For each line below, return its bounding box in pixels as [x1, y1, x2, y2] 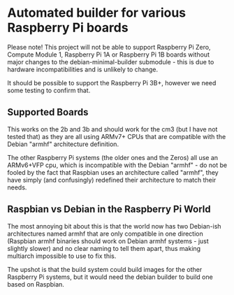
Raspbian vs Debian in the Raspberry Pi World [7, 203, 211, 215]
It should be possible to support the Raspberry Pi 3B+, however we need [7, 78, 217, 87]
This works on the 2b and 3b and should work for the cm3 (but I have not [7, 124, 218, 134]
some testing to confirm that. [7, 86, 91, 94]
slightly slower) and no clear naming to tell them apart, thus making [7, 244, 201, 252]
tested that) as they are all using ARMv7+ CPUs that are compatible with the [7, 132, 226, 141]
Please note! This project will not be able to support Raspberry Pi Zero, [7, 43, 211, 51]
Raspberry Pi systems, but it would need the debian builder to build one [7, 273, 213, 281]
